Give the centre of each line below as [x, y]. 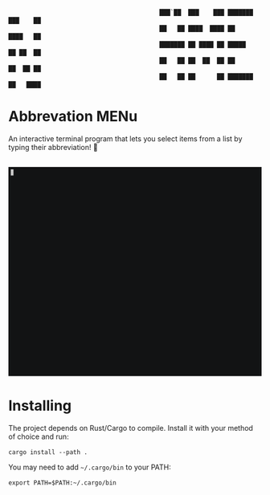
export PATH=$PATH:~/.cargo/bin [62, 483]
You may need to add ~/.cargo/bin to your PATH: [90, 467]
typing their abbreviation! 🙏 [53, 147]
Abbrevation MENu [73, 117]
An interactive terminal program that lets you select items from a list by [125, 138]
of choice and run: [39, 436]
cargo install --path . [48, 452]
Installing [40, 406]
